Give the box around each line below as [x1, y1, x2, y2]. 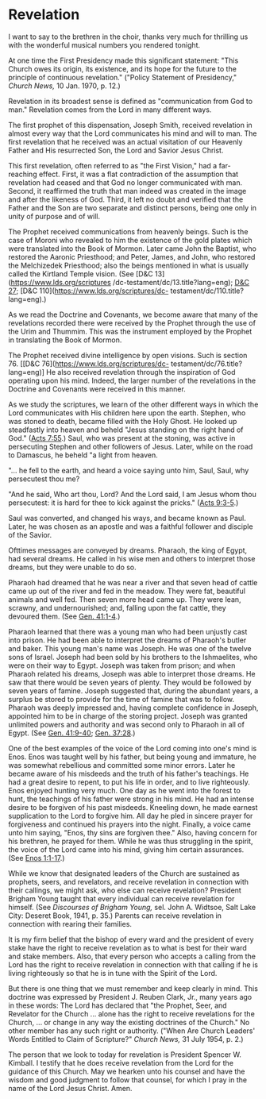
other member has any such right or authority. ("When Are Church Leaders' [8, 1026, 256, 1035]
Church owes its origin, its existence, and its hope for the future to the [8, 64, 237, 73]
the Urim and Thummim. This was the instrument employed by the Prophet [8, 326, 253, 336]
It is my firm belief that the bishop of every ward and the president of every [8, 935, 254, 944]
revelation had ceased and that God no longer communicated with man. [8, 177, 243, 187]
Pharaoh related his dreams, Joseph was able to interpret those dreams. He [8, 669, 256, 678]
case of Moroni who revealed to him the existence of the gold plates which [8, 235, 253, 245]
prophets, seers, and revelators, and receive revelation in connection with [8, 877, 249, 886]
